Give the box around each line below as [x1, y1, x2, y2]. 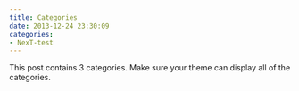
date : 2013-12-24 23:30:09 [9, 21, 110, 30]
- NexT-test [9, 37, 54, 47]
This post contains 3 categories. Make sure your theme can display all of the [9, 62, 291, 73]
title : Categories [9, 12, 78, 22]
